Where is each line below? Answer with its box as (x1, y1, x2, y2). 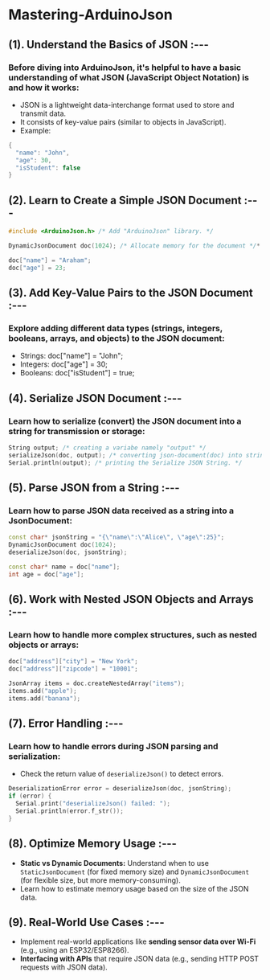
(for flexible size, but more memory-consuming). (19, 875, 181, 885)
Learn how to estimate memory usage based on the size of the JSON (19, 884, 249, 893)
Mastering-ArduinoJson (8, 6, 173, 24)
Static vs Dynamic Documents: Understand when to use (19, 858, 209, 867)
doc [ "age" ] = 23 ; (8, 264, 67, 272)
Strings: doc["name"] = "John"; (19, 351, 123, 361)
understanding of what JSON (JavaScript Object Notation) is (8, 72, 249, 83)
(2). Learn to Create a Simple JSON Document (8, 193, 242, 207)
